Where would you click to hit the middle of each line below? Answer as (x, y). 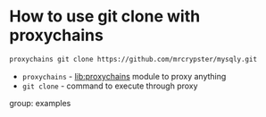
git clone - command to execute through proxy (110, 86)
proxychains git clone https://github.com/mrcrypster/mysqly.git (133, 59)
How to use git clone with (105, 17)
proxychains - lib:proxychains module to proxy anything (124, 76)
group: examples (40, 103)
